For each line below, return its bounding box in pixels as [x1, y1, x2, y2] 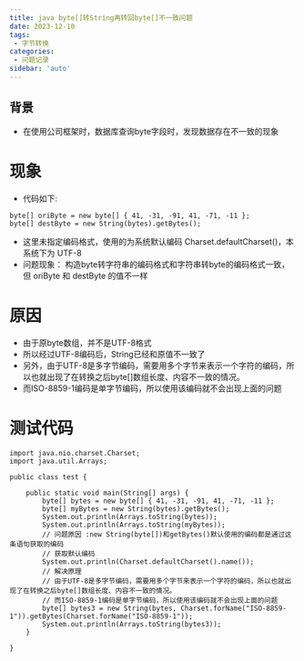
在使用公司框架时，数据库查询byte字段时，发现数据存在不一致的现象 [22, 125, 279, 136]
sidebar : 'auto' [9, 65, 71, 74]
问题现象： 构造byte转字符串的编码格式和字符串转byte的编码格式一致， [22, 258, 289, 269]
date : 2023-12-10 [9, 22, 76, 31]
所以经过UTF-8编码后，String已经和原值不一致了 [22, 348, 206, 359]
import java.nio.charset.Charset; [9, 448, 141, 457]
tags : [9, 30, 30, 39]
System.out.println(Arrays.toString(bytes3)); [42, 619, 222, 628]
